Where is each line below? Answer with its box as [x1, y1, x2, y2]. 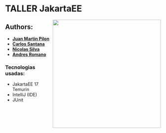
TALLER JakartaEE [5, 3, 83, 14]
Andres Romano [12, 51, 46, 57]
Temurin [12, 87, 30, 92]
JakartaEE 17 [12, 81, 39, 87]
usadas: [5, 70, 25, 77]
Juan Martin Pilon [12, 36, 49, 42]
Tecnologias [5, 64, 36, 71]
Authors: [5, 23, 33, 31]
